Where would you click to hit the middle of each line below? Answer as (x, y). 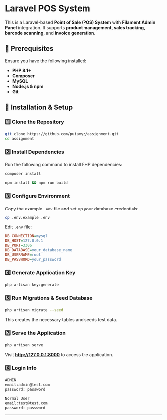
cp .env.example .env (28, 217)
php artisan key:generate (32, 285)
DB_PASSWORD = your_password (33, 259)
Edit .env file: (19, 227)
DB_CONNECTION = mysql (27, 236)
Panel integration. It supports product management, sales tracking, (75, 27)
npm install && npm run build (37, 183)
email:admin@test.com (28, 385)
